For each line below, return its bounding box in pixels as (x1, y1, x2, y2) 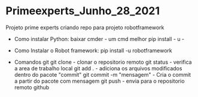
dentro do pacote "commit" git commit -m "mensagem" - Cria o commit (14, 71, 191, 78)
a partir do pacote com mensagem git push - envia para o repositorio (14, 77, 185, 85)
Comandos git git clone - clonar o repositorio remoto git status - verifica (14, 58, 192, 65)
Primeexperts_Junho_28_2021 (5, 4, 160, 18)
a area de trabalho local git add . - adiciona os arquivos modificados (14, 64, 182, 72)
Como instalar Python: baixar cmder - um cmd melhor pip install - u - (14, 35, 185, 42)
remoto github (14, 83, 50, 90)
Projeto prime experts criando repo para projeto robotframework (5, 24, 165, 31)
